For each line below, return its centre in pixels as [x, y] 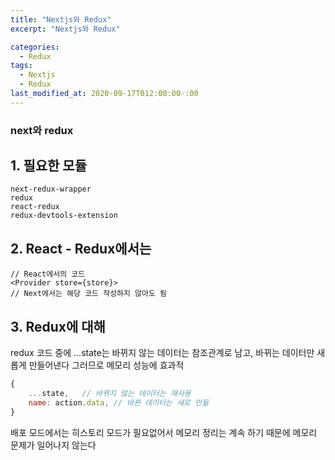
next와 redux [42, 130]
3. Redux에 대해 [58, 326]
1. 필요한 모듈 [48, 166]
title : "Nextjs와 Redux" [61, 19]
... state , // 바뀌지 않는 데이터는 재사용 [110, 393]
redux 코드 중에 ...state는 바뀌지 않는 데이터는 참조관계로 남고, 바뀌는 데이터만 [162, 353]
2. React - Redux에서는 [81, 248]
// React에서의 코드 [48, 274]
